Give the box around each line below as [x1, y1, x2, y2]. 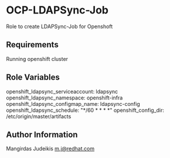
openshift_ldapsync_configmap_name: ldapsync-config [6, 100, 140, 107]
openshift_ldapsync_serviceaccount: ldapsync [6, 88, 118, 95]
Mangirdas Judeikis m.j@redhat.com [6, 145, 95, 152]
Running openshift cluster [6, 55, 69, 62]
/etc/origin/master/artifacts [6, 112, 72, 120]
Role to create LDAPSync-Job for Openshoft [6, 23, 113, 30]
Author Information [6, 129, 78, 139]
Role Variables [6, 73, 60, 83]
